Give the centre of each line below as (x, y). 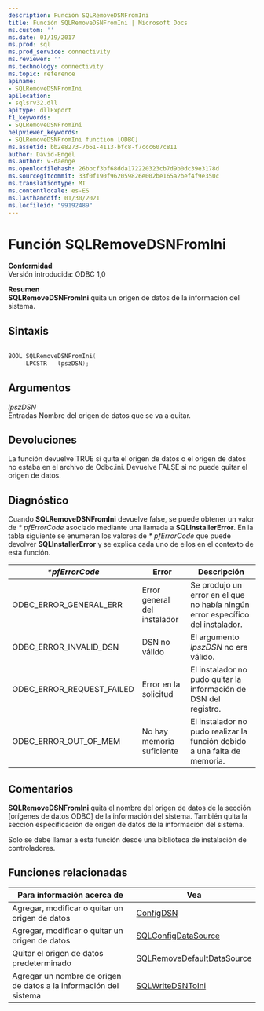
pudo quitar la (216, 679)
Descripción (221, 572)
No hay (155, 731)
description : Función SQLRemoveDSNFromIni (79, 15)
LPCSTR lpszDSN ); (57, 363)
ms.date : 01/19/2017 (42, 37)
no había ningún (220, 605)
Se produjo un (216, 585)
